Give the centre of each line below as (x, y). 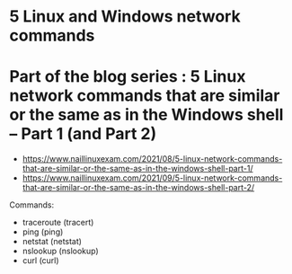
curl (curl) (41, 261)
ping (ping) (43, 232)
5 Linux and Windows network (125, 17)
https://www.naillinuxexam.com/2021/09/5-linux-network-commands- (152, 178)
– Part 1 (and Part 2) (83, 134)
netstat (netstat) (52, 242)
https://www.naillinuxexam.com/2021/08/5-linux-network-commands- (152, 159)
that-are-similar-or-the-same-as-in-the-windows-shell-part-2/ (138, 188)
